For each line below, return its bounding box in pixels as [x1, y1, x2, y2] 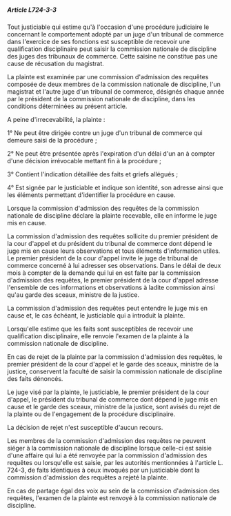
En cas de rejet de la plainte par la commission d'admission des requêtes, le [7, 352, 223, 361]
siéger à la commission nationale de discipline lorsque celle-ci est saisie [7, 444, 212, 452]
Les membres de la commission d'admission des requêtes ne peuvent [7, 436, 205, 444]
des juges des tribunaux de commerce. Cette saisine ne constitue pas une [7, 52, 219, 60]
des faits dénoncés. [7, 374, 63, 382]
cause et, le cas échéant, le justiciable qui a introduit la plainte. [7, 311, 185, 320]
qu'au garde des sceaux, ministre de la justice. [7, 290, 140, 299]
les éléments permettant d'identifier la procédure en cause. [7, 190, 176, 199]
